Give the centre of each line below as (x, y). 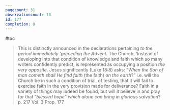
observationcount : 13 (28, 15)
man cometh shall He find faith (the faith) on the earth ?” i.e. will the (88, 75)
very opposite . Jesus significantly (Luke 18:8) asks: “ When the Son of (91, 70)
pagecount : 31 (20, 10)
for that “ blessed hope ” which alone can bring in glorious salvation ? (89, 97)
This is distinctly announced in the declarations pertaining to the (85, 48)
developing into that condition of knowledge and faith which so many (90, 59)
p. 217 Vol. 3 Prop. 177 (41, 102)
